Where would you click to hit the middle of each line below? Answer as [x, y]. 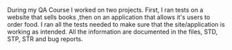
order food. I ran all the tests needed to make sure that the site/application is [116, 24]
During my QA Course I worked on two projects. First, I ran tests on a [105, 10]
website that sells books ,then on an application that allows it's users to [109, 17]
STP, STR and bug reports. [45, 39]
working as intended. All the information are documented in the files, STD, [113, 32]
